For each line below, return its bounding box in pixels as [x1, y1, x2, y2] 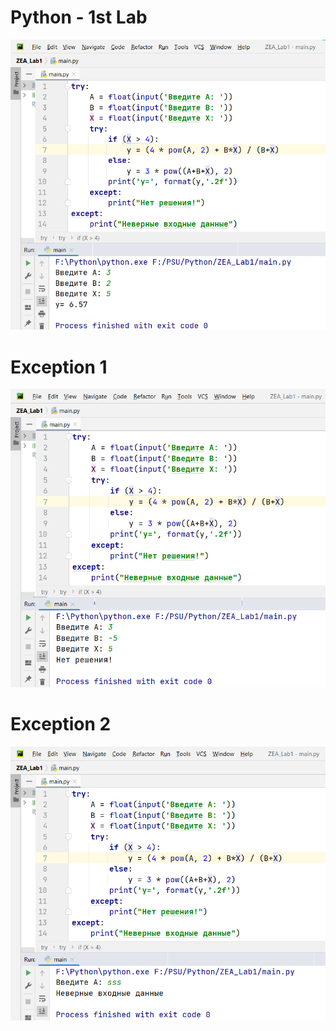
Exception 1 [10, 356, 108, 378]
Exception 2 [10, 712, 112, 735]
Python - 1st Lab [10, 6, 148, 29]
